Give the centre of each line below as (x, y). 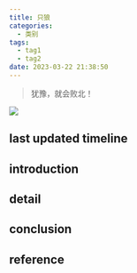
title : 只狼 (30, 17)
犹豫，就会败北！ (62, 93)
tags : (19, 42)
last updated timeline (68, 139)
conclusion (41, 229)
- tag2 (29, 59)
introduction (44, 169)
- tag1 (29, 51)
